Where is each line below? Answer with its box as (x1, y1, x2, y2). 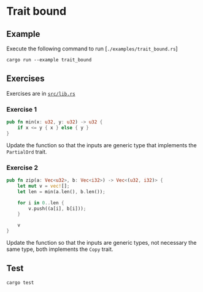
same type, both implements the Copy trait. (6, 245, 113, 253)
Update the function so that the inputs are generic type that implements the (6, 141, 197, 148)
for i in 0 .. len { (17, 199, 64, 206)
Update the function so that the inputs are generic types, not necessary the (6, 239, 197, 247)
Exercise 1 (6, 105, 37, 113)
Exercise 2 (6, 163, 39, 172)
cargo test (6, 279, 34, 286)
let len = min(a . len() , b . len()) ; (17, 188, 105, 194)
